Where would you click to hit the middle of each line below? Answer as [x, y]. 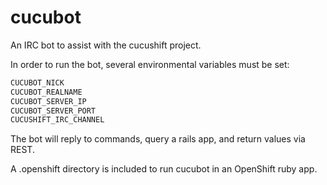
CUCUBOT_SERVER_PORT [53, 111]
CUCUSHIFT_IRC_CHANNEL [57, 120]
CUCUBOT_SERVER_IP [48, 101]
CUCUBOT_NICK [37, 82]
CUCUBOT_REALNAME [46, 92]
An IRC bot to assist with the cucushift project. [106, 45]
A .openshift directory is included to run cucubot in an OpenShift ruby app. [164, 169]
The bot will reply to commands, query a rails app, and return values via [158, 139]
